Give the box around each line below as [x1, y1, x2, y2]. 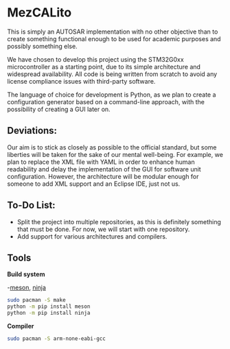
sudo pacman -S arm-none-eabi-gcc [7, 335, 106, 342]
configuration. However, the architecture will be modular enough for [7, 172, 199, 180]
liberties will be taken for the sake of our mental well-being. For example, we [7, 150, 223, 158]
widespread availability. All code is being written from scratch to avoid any [7, 70, 218, 78]
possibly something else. [7, 42, 78, 50]
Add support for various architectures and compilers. [16, 232, 168, 241]
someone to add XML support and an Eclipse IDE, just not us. [7, 180, 181, 188]
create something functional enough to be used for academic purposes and [7, 34, 221, 43]
